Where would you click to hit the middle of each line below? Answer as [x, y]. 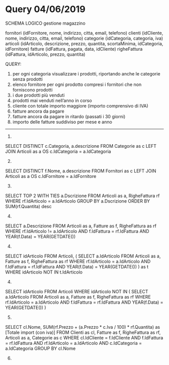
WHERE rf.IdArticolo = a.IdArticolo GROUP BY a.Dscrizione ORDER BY [78, 201]
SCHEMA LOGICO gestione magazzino [45, 23]
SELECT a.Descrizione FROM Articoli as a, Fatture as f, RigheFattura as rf [81, 226]
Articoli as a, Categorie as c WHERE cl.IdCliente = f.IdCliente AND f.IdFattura [84, 337]
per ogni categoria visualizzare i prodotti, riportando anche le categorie [86, 73]
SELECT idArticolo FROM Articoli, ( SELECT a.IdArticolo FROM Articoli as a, [83, 256]
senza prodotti [27, 79]
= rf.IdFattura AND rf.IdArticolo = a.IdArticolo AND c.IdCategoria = [74, 343]
